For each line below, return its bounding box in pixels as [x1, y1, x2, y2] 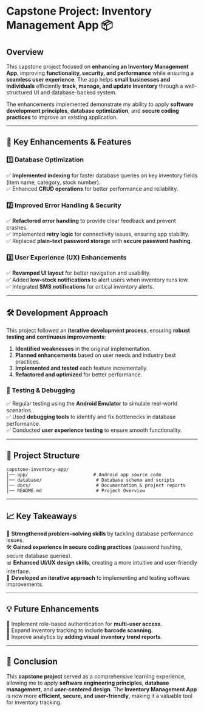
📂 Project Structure [6, 450, 80, 460]
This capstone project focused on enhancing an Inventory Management [6, 63, 189, 70]
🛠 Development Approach [6, 308, 108, 318]
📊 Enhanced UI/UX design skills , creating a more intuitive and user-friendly [6, 559, 197, 566]
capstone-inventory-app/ [6, 467, 69, 473]
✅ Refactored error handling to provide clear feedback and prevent [6, 217, 176, 224]
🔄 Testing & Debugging [6, 386, 75, 395]
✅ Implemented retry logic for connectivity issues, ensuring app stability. [6, 230, 190, 238]
